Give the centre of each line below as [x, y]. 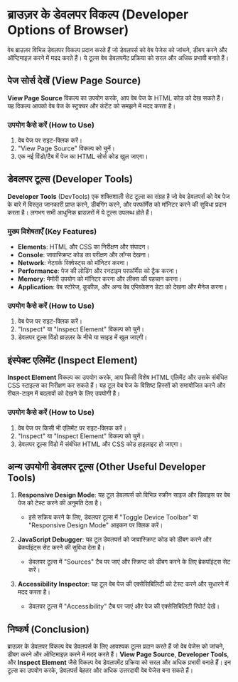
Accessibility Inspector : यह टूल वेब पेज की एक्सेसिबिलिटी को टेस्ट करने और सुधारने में [123, 584]
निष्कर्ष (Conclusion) [49, 629]
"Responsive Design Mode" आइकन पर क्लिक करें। [96, 525]
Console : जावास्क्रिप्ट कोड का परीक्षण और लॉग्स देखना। [84, 255]
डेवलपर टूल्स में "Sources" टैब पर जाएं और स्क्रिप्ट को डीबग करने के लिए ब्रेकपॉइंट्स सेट [129, 562]
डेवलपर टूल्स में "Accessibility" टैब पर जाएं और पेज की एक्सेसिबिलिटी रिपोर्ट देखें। [124, 606]
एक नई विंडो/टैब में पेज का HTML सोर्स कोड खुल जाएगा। [83, 157]
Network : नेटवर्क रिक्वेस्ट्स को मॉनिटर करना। [73, 263]
